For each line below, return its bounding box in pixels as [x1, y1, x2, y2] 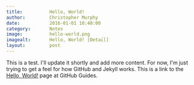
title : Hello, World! [6, 8, 85, 15]
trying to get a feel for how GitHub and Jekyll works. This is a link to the [6, 65, 184, 72]
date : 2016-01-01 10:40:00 [6, 20, 101, 26]
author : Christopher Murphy [6, 14, 98, 20]
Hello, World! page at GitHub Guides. [6, 72, 98, 79]
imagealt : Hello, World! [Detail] [6, 37, 110, 43]
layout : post [6, 43, 61, 49]
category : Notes [6, 25, 63, 32]
